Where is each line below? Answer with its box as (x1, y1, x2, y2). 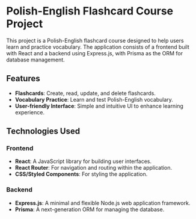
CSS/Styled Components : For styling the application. (14, 170, 148, 178)
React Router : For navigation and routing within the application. (14, 164, 173, 171)
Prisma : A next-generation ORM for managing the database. (14, 206, 165, 213)
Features (6, 73, 40, 84)
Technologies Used (6, 126, 80, 137)
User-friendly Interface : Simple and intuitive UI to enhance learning (14, 102, 183, 109)
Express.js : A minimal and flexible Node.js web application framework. (14, 199, 191, 206)
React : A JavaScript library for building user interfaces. (14, 158, 152, 165)
